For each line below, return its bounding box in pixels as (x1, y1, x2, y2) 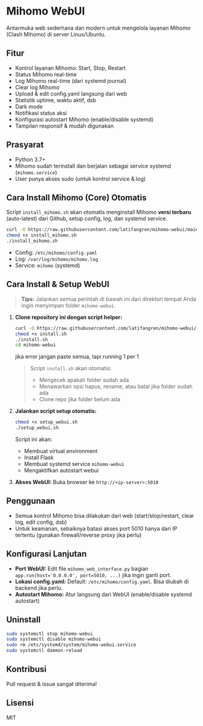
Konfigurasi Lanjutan (6, 549, 87, 559)
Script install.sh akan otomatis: (30, 365, 112, 372)
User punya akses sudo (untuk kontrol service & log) (14, 175, 146, 182)
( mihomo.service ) (14, 168, 57, 176)
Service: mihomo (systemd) (14, 262, 80, 269)
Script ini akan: (14, 436, 53, 443)
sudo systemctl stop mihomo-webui (6, 630, 94, 636)
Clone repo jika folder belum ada (39, 396, 121, 403)
